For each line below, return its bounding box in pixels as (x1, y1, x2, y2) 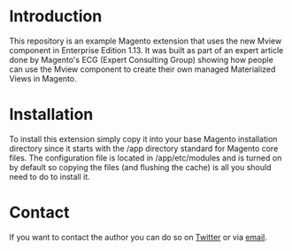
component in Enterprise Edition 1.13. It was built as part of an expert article (9, 44, 284, 55)
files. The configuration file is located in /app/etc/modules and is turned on (9, 153, 282, 163)
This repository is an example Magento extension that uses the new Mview (9, 35, 282, 46)
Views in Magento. (9, 73, 77, 83)
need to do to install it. (9, 171, 90, 182)
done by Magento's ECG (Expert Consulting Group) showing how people (9, 54, 274, 65)
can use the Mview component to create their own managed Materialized (9, 64, 276, 75)
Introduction (9, 6, 103, 27)
